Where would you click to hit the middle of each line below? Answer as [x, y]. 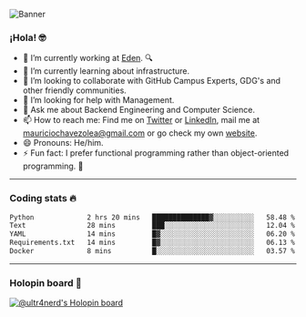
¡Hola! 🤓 [28, 37]
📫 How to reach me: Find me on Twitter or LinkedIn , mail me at [141, 120]
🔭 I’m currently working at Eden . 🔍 [87, 58]
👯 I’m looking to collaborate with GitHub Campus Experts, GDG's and [151, 81]
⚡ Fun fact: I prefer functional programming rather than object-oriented [156, 153]
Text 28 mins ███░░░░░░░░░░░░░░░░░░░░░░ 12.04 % [153, 226]
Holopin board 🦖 [46, 282]
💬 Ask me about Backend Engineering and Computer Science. [138, 110]
